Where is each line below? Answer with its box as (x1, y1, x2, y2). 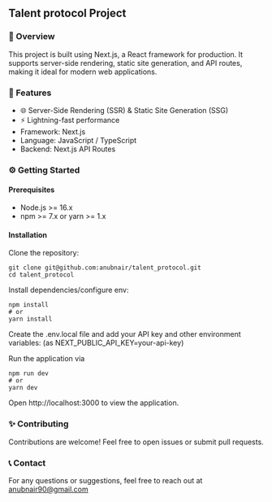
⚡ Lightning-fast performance (19, 115, 120, 124)
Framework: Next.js (19, 126, 86, 137)
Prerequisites (8, 185, 55, 194)
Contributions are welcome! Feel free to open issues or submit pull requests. (8, 437, 264, 447)
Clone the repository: (8, 248, 80, 258)
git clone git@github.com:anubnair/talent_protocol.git (8, 264, 201, 272)
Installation (8, 229, 47, 239)
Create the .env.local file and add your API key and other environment (8, 330, 241, 339)
